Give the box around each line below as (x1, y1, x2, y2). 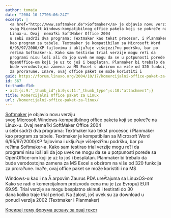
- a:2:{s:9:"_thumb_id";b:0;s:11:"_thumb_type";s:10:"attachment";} (5, 88, 154, 93)
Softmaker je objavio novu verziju (5, 112, 75, 118)
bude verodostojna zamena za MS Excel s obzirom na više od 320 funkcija (5, 160, 162, 166)
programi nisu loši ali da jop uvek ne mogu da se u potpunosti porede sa (5, 149, 157, 155)
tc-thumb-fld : (5, 83, 36, 88)
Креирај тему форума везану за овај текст (5, 207, 98, 213)
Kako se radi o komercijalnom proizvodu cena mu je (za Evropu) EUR (5, 181, 150, 187)
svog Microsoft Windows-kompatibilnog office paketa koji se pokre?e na (5, 117, 157, 123)
